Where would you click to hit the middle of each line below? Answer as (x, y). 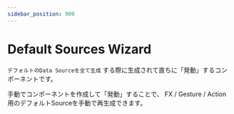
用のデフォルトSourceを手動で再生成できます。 (77, 103)
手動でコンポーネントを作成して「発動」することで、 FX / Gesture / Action (117, 94)
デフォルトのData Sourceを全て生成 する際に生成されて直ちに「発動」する (111, 70)
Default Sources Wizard (80, 49)
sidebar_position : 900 (41, 14)
